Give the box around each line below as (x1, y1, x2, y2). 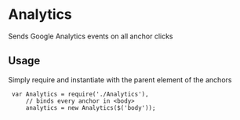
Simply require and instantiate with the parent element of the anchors (8, 75, 232, 84)
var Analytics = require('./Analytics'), (11, 90, 149, 98)
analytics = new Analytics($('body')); (25, 104, 156, 111)
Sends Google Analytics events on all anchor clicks (8, 31, 173, 41)
